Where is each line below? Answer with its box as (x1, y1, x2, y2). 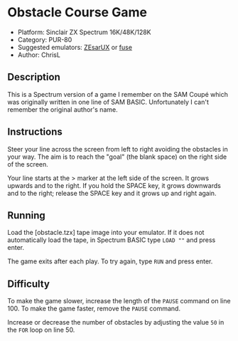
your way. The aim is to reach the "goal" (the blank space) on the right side (7, 152, 227, 161)
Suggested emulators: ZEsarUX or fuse (17, 43, 133, 51)
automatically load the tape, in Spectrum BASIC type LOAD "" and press (7, 236, 216, 244)
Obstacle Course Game (7, 4, 148, 21)
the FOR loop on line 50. (7, 325, 75, 335)
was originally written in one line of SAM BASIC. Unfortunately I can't (7, 98, 210, 106)
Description (7, 71, 60, 83)
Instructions (7, 126, 63, 138)
